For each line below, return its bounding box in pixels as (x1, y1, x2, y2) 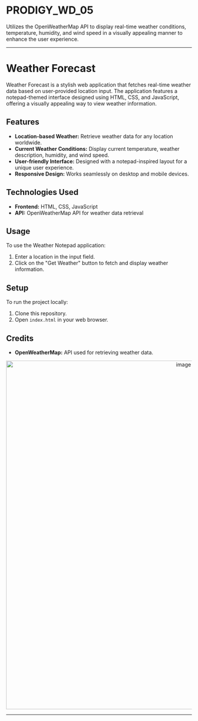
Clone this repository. (14, 310, 67, 317)
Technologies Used (6, 187, 78, 197)
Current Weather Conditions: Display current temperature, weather (14, 145, 180, 152)
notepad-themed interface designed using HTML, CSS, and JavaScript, (6, 94, 180, 101)
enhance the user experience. (6, 35, 79, 42)
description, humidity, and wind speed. (14, 151, 110, 158)
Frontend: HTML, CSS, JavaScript (14, 203, 98, 210)
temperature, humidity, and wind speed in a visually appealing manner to (6, 29, 183, 36)
